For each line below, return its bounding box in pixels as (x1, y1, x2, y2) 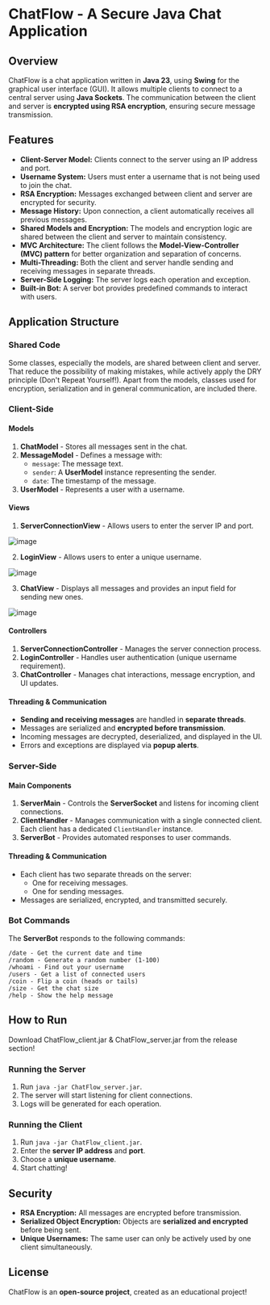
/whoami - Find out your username (8, 963, 125, 971)
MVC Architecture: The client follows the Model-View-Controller (19, 240, 239, 250)
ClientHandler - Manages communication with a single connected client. (19, 816, 262, 826)
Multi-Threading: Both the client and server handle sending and (19, 257, 234, 267)
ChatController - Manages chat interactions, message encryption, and (19, 670, 255, 680)
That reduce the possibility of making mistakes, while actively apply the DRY (8, 366, 262, 376)
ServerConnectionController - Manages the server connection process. (19, 644, 262, 654)
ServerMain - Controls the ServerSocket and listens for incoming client (19, 798, 260, 808)
